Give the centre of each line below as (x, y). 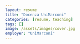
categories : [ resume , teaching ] (39, 19)
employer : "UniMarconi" (30, 33)
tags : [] (14, 24)
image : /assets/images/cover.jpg (40, 29)
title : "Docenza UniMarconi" (36, 15)
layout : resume (21, 10)
